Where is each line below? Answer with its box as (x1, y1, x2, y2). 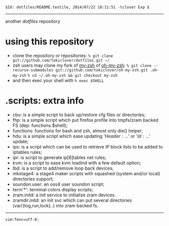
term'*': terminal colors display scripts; (12, 186, 94, 192)
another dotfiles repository (5, 18, 60, 24)
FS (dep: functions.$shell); (12, 122, 68, 128)
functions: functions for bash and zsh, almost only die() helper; (12, 127, 143, 133)
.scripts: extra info (5, 95, 84, 107)
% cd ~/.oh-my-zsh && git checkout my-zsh (27, 73, 118, 78)
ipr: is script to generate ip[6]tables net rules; (12, 154, 107, 161)
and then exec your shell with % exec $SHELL (12, 77, 104, 83)
